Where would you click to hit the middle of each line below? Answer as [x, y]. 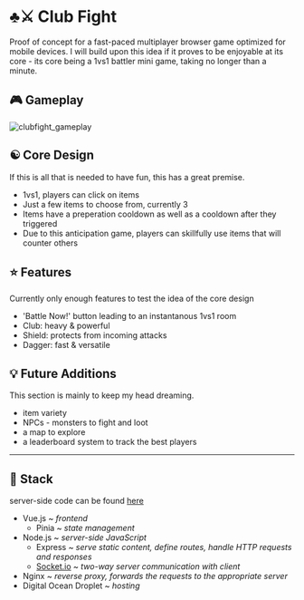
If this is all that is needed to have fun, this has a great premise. [127, 177]
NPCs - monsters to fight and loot [85, 422]
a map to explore [54, 432]
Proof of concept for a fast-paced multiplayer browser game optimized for [148, 42]
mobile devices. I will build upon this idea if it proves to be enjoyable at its [146, 51]
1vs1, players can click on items [81, 194]
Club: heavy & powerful [66, 326]
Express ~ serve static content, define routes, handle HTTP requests [164, 547]
